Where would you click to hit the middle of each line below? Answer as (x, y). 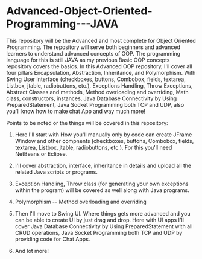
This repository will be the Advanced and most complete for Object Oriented (101, 40)
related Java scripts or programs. (56, 172)
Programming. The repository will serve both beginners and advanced (93, 47)
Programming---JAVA (62, 24)
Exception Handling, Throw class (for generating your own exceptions (102, 184)
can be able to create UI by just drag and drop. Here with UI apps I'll (99, 220)
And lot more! (32, 251)
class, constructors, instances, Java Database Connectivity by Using (92, 98)
